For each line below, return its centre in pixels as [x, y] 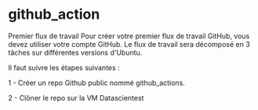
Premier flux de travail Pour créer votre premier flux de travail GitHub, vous [129, 36]
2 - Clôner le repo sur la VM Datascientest [76, 98]
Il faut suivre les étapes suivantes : [64, 67]
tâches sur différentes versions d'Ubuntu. [75, 52]
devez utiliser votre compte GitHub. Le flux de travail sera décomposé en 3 [129, 44]
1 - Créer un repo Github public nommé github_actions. [97, 83]
